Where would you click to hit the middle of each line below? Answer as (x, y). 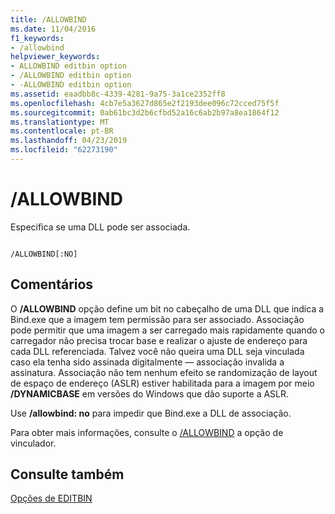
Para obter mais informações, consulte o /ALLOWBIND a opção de (147, 432)
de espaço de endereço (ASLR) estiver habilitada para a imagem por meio (162, 383)
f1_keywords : (37, 38)
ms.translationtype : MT (60, 122)
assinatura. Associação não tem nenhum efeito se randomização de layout (164, 372)
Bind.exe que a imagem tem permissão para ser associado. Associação (157, 319)
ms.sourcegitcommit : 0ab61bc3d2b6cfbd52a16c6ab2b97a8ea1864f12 (145, 112)
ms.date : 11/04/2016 (53, 29)
